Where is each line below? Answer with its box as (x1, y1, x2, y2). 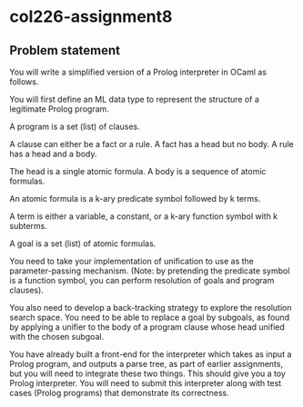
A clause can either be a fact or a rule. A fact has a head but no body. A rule (9, 139, 294, 149)
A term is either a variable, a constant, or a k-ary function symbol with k (9, 211, 278, 222)
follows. (9, 76, 39, 87)
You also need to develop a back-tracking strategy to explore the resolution (9, 303, 292, 313)
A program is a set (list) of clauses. (9, 121, 141, 132)
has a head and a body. (9, 148, 97, 159)
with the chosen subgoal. (9, 332, 105, 342)
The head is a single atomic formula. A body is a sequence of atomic (9, 166, 267, 176)
